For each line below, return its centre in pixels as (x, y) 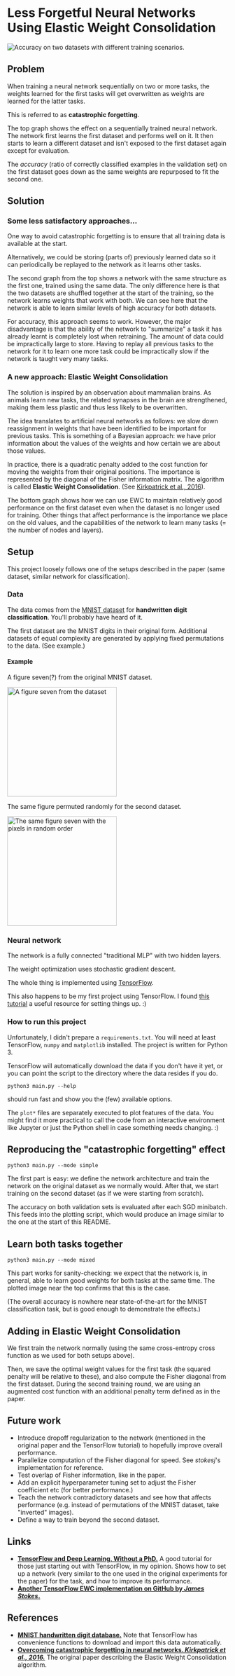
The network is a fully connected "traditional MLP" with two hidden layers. (114, 955)
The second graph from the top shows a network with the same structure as (117, 278)
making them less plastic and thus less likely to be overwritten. (98, 407)
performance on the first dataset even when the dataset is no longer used (114, 507)
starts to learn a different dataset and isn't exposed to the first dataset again (117, 143)
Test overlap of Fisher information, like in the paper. (92, 1475)
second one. (25, 179)
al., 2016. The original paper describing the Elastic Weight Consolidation (122, 1657)
